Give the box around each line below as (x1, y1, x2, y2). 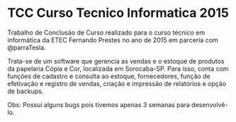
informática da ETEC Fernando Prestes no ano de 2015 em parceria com (7, 35, 218, 44)
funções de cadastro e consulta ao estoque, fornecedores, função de (7, 72, 210, 80)
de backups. (7, 87, 44, 95)
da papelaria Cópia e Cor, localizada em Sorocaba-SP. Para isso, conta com (7, 64, 229, 73)
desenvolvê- (191, 100, 228, 109)
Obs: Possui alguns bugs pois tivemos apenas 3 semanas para (7, 100, 190, 109)
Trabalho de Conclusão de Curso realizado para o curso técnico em (7, 28, 206, 37)
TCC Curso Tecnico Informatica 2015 (7, 5, 229, 21)
